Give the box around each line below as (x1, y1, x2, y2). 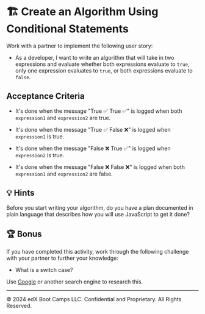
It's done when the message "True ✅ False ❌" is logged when (15, 126, 171, 133)
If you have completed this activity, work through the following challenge (6, 248, 189, 255)
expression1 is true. (15, 132, 65, 140)
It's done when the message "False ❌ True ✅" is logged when (15, 145, 171, 152)
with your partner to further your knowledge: (6, 254, 119, 262)
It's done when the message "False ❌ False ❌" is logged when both (15, 163, 185, 171)
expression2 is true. (15, 151, 65, 159)
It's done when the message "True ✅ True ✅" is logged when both (15, 107, 182, 115)
